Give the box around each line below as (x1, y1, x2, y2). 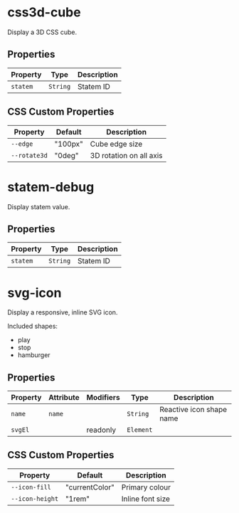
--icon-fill (11, 483, 52, 491)
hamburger (17, 351, 51, 359)
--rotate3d (11, 151, 48, 159)
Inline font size (121, 494, 171, 504)
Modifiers (86, 393, 120, 403)
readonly (86, 425, 116, 435)
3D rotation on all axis (90, 150, 163, 160)
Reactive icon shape (159, 405, 228, 415)
